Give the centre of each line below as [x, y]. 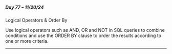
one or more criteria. [27, 41]
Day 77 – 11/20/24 [25, 7]
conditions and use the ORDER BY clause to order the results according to [83, 35]
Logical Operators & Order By [36, 20]
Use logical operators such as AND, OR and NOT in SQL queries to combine [85, 30]
